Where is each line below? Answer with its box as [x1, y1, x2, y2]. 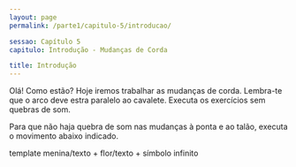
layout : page [9, 12, 57, 22]
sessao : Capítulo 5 [9, 37, 81, 46]
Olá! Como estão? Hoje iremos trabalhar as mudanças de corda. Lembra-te [9, 86, 283, 96]
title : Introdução [9, 61, 77, 71]
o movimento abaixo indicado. [9, 131, 119, 141]
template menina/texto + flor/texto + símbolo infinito [9, 148, 199, 159]
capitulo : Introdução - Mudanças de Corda [9, 45, 168, 54]
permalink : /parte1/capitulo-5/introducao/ [9, 21, 172, 30]
